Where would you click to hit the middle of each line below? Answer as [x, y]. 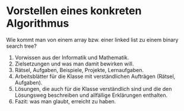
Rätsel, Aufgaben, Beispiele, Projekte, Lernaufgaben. [79, 70]
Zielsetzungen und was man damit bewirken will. [74, 64]
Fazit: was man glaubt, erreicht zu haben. [65, 101]
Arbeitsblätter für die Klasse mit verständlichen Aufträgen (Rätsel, [95, 76]
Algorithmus [38, 23]
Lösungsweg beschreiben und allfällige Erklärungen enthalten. [91, 95]
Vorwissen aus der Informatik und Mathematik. [72, 57]
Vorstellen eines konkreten [74, 11]
